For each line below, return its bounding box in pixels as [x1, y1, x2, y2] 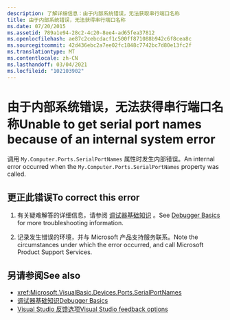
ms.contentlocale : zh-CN [7, 55, 78, 62]
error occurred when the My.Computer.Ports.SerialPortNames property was [7, 163, 220, 171]
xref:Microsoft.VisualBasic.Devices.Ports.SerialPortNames [16, 288, 182, 297]
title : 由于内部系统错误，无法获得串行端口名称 [7, 16, 126, 23]
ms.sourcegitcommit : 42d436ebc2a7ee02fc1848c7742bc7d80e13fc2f [7, 42, 192, 49]
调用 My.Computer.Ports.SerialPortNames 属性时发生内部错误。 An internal [7, 155, 215, 163]
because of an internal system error [7, 131, 216, 147]
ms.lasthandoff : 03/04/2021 [7, 61, 88, 68]
